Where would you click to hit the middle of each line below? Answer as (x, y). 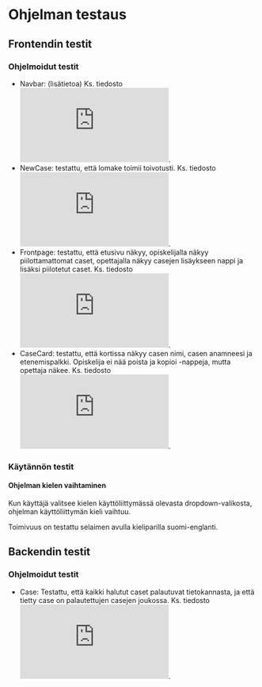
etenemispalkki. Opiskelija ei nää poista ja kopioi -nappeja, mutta (125, 362)
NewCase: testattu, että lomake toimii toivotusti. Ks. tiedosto (118, 167)
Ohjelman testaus (67, 15)
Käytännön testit (41, 466)
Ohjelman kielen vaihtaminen (57, 486)
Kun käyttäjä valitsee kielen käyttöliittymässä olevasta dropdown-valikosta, (130, 503)
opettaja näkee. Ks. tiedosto (65, 370)
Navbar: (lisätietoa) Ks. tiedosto (71, 83)
